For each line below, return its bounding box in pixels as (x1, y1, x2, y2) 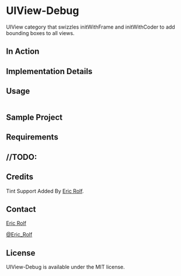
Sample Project (6, 112, 63, 122)
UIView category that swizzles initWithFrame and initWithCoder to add (6, 23, 175, 30)
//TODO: (6, 152, 37, 162)
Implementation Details (6, 66, 93, 76)
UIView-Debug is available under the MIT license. (6, 264, 126, 271)
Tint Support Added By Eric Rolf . (6, 187, 84, 194)
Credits (6, 172, 34, 182)
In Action (6, 47, 40, 57)
